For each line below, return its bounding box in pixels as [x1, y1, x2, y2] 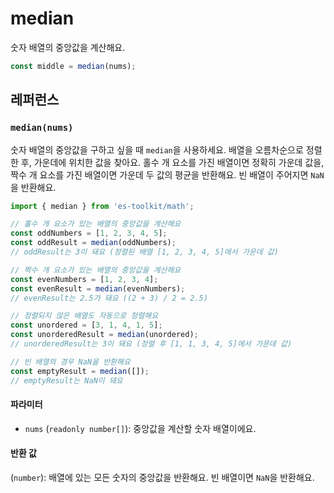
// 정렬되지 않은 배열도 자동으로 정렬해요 [10, 311, 159, 321]
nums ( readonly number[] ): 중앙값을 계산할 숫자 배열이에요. [24, 422, 257, 434]
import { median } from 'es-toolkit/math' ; [10, 201, 195, 211]
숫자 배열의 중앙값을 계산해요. [10, 41, 126, 53]
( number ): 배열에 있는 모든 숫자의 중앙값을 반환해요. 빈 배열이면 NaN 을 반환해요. [10, 471, 315, 483]
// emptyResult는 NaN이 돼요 [10, 375, 123, 386]
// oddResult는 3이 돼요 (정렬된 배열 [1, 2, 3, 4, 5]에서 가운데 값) [10, 247, 279, 257]
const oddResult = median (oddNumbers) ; [10, 238, 177, 248]
